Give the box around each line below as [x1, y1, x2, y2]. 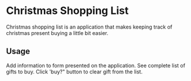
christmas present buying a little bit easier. [6, 29, 108, 36]
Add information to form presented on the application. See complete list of [6, 62, 186, 69]
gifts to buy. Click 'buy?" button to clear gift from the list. [6, 68, 143, 75]
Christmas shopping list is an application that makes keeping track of [6, 23, 173, 30]
